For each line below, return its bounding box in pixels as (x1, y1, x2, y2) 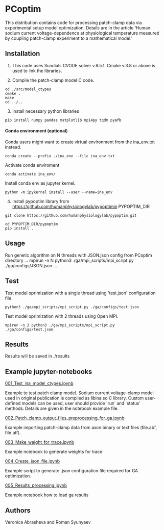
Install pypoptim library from (12, 198, 70, 204)
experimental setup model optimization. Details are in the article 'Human (5, 25, 151, 30)
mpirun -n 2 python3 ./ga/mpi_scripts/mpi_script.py (5, 323, 115, 328)
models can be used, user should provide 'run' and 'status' (22, 401, 141, 406)
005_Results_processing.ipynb (5, 482, 67, 488)
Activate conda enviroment (5, 162, 60, 168)
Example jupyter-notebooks (5, 367, 92, 376)
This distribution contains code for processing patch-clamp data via (5, 20, 142, 25)
